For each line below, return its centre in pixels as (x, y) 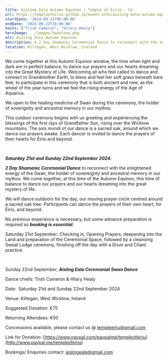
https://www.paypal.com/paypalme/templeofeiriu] (96, 337)
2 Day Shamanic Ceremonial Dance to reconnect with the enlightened (78, 168)
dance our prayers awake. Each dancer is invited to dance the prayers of (80, 133)
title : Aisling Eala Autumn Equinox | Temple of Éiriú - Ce (69, 10)
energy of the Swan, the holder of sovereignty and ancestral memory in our (83, 173)
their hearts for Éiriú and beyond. (39, 139)
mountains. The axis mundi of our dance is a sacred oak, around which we (82, 128)
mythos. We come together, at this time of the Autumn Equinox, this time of (82, 178)
